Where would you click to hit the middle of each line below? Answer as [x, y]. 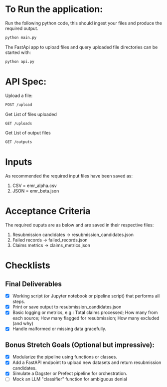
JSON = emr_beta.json [36, 191]
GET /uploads [19, 123]
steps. [19, 301]
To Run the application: [54, 9]
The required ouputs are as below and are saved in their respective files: [80, 225]
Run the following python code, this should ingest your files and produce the [83, 23]
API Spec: [26, 81]
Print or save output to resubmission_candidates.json [67, 307]
